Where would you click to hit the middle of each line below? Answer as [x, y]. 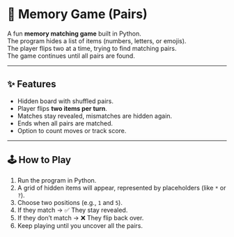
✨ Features [32, 84]
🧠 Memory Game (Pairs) [77, 14]
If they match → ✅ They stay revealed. [72, 210]
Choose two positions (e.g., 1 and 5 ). [70, 202]
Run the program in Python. [57, 180]
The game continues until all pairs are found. [71, 56]
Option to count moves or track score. [72, 130]
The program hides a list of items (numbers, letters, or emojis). [97, 40]
